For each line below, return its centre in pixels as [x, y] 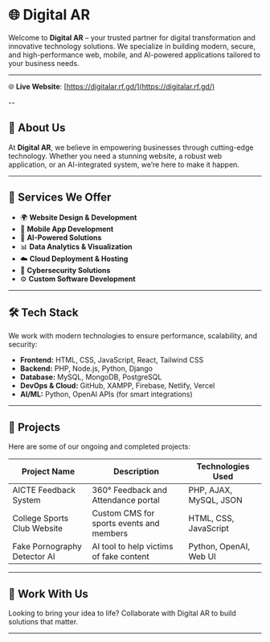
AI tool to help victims [133, 547]
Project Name [48, 471]
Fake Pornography [47, 547]
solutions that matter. [43, 621]
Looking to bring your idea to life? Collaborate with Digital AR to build [123, 613]
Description [136, 471]
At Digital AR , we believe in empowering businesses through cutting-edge [131, 147]
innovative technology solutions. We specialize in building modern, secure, [132, 46]
